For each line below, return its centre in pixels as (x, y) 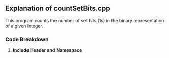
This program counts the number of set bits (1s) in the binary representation (85, 20)
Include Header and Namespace (47, 50)
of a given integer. (24, 26)
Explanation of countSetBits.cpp (58, 8)
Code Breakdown (27, 39)
